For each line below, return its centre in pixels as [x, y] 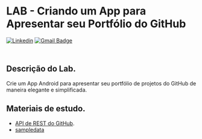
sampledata [30, 129]
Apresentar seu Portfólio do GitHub [96, 24]
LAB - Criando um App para [76, 11]
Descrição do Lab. [41, 69]
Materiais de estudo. [46, 109]
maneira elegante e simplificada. [47, 90]
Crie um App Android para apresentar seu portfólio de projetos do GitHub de [101, 83]
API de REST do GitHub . [45, 123]
